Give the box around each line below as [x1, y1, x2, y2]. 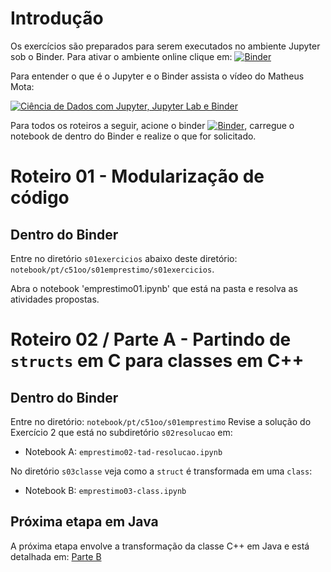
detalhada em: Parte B [10, 550, 102, 562]
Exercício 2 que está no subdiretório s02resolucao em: [10, 426, 233, 438]
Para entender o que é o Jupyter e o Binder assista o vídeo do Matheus [10, 70, 305, 82]
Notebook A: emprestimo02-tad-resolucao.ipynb [24, 445, 223, 457]
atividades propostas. [10, 293, 100, 305]
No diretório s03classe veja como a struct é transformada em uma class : [10, 465, 313, 477]
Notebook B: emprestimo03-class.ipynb [24, 484, 187, 496]
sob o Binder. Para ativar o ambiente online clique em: [10, 50, 233, 62]
